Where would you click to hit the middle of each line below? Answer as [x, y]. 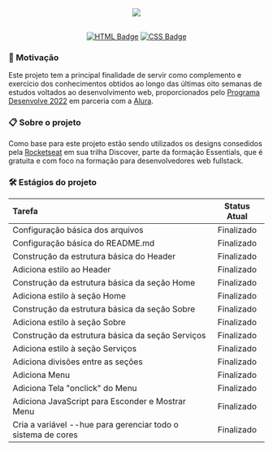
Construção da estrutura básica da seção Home [104, 282]
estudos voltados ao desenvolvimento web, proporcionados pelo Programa [134, 92]
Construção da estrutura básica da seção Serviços [109, 335]
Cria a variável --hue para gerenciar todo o [95, 424]
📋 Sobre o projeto [45, 122]
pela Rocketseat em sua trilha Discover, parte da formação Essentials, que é [136, 152]
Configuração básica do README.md [84, 243]
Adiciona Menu [41, 375]
